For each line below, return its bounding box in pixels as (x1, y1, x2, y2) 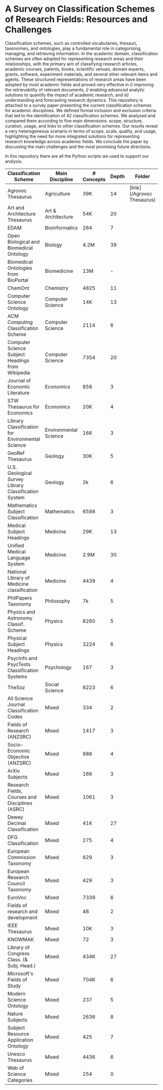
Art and (7, 204, 25, 211)
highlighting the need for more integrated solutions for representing (5, 133, 140, 139)
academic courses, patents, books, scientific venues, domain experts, (5, 66, 145, 72)
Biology (45, 241, 62, 248)
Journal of (7, 377, 31, 384)
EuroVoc (7, 894, 27, 901)
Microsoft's (7, 970, 33, 977)
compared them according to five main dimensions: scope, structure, (5, 118, 143, 124)
